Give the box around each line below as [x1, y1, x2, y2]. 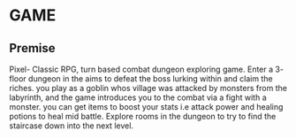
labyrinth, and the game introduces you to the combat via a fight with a [9, 92, 267, 103]
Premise [9, 41, 56, 56]
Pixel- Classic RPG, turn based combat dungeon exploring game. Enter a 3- [9, 64, 285, 74]
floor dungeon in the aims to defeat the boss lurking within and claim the [9, 73, 273, 84]
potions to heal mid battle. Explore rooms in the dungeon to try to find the [9, 111, 277, 121]
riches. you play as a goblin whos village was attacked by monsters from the [9, 83, 287, 93]
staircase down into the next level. [9, 120, 134, 131]
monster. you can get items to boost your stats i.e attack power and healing [9, 102, 284, 111]
